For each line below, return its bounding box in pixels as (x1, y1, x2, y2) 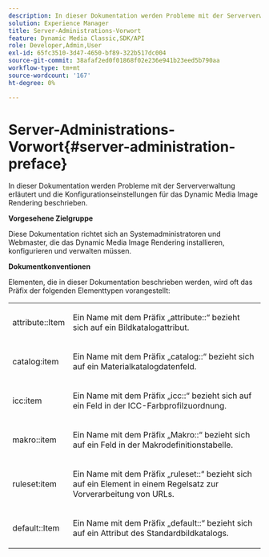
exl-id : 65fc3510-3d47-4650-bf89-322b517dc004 (8, 49, 167, 57)
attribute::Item (12, 317, 66, 328)
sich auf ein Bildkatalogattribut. (72, 322, 190, 333)
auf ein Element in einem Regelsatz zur (72, 478, 219, 490)
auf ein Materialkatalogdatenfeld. (72, 361, 197, 372)
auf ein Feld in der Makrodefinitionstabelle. (72, 439, 234, 450)
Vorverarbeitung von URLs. (72, 489, 175, 500)
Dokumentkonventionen (8, 262, 90, 271)
